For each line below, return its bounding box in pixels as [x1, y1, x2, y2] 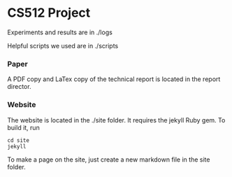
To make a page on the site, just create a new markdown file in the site [7, 155, 210, 164]
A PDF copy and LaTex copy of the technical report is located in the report [7, 75, 221, 83]
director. [7, 83, 31, 91]
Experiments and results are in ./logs [7, 28, 113, 36]
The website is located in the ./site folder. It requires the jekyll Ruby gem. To [7, 115, 226, 124]
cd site [7, 136, 30, 144]
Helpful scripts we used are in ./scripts [7, 41, 119, 50]
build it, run [7, 123, 40, 132]
